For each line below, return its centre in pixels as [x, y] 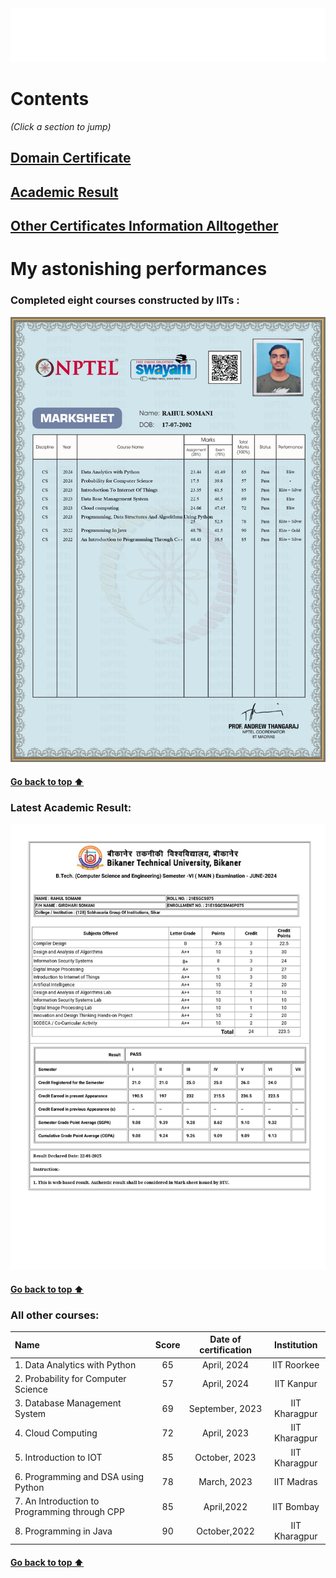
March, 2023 [225, 1482]
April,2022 [225, 1506]
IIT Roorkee [296, 1364]
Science [31, 1389]
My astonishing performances [139, 269]
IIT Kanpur [296, 1384]
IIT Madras [295, 1482]
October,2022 [225, 1531]
